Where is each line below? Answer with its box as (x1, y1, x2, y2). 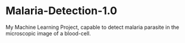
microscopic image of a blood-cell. (5, 29, 92, 37)
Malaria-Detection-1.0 (5, 4, 117, 18)
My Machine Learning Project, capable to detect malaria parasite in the (5, 24, 180, 31)
